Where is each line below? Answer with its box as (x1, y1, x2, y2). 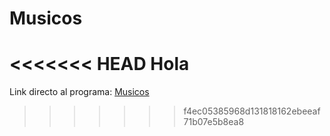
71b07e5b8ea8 (183, 116, 245, 128)
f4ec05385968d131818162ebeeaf (183, 105, 321, 117)
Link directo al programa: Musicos (9, 86, 150, 98)
